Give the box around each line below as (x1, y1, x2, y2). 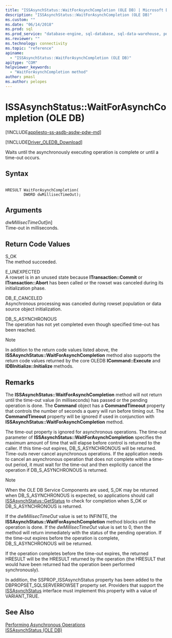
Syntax (5, 169, 29, 178)
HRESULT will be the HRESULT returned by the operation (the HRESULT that (5, 555, 165, 562)
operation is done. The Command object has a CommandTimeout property (5, 402, 165, 409)
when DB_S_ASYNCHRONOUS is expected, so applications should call (5, 492, 154, 498)
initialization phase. (5, 285, 46, 292)
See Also (5, 608, 34, 616)
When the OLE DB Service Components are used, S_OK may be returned (5, 487, 159, 493)
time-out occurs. (5, 154, 41, 161)
